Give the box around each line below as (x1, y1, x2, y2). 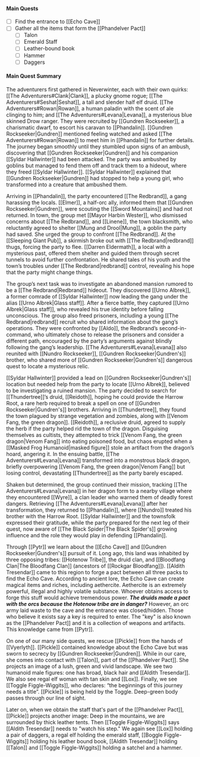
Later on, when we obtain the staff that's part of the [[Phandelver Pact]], (6, 706, 184, 713)
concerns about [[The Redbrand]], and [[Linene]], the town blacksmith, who (6, 218, 193, 225)
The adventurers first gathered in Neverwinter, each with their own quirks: (6, 85, 189, 93)
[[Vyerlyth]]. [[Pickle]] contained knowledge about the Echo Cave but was (6, 644, 188, 651)
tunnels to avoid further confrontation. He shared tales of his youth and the (6, 256, 190, 263)
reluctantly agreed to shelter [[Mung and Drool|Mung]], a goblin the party (6, 224, 187, 231)
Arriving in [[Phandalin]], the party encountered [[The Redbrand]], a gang (6, 192, 187, 199)
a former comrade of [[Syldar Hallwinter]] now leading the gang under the (6, 293, 188, 300)
